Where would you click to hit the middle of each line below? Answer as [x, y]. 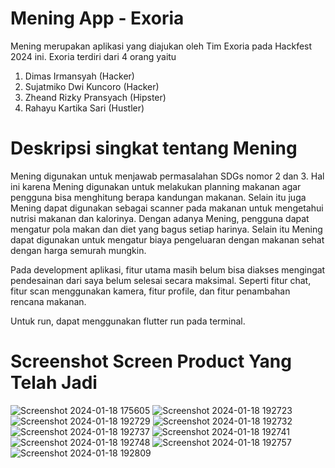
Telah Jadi [54, 383]
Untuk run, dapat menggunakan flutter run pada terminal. [128, 321]
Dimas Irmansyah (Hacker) [79, 76]
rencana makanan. [48, 301]
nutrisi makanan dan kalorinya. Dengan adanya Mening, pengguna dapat [160, 218]
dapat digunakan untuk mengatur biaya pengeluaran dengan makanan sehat [167, 239]
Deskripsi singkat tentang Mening [154, 148]
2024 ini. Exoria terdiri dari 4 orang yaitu [93, 56]
